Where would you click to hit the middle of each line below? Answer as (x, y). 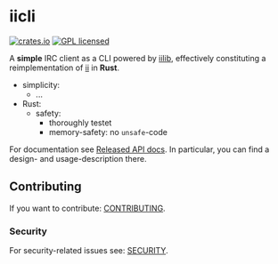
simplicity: (41, 84)
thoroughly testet (80, 123)
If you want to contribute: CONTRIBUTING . (88, 208)
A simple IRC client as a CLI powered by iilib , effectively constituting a (138, 58)
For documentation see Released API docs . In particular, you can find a (139, 149)
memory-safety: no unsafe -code (108, 132)
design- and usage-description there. (78, 158)
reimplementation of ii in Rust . (65, 68)
